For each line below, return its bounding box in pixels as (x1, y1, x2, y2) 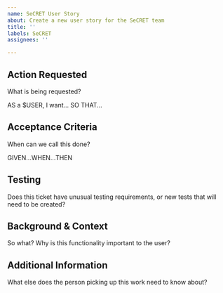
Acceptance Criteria (7, 121, 97, 134)
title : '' (7, 23, 36, 30)
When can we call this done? (7, 140, 90, 148)
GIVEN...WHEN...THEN (7, 153, 73, 162)
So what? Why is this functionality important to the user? (7, 239, 170, 247)
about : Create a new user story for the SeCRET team (7, 17, 165, 24)
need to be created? (7, 200, 66, 208)
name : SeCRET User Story (7, 10, 80, 18)
